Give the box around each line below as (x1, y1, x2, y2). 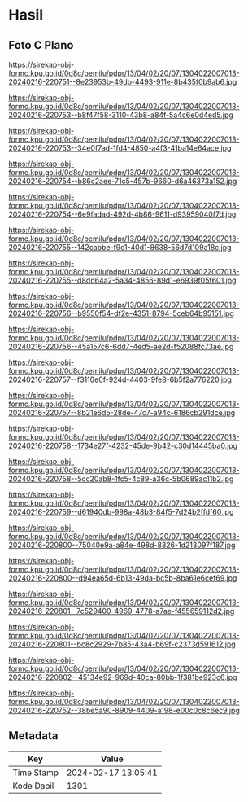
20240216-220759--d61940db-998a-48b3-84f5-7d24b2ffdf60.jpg (8, 507, 234, 516)
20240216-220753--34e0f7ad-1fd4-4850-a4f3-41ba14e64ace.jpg (8, 143, 232, 152)
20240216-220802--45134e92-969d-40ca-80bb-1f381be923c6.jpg (8, 673, 237, 681)
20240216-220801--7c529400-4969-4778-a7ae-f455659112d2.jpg (8, 607, 235, 616)
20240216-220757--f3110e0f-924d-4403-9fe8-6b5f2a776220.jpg (8, 375, 232, 384)
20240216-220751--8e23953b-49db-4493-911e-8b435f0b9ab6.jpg (8, 77, 237, 86)
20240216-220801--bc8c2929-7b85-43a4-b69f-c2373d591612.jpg (8, 639, 236, 649)
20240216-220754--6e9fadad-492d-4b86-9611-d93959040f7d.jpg (8, 209, 237, 219)
